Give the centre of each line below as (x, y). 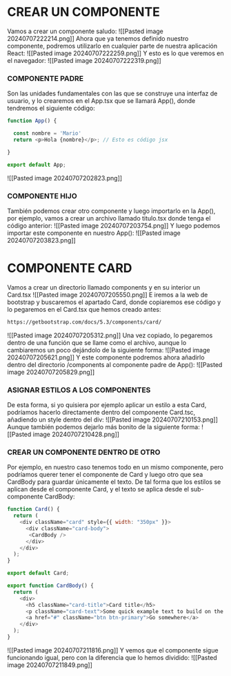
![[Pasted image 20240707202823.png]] (65, 178)
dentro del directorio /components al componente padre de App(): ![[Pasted (115, 364)
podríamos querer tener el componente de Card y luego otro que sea (105, 475)
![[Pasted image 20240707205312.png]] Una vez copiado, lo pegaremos (110, 335)
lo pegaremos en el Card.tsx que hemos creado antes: (84, 309)
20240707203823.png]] (41, 240)
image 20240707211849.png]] (50, 665)
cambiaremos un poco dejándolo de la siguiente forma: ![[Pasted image (109, 350)
